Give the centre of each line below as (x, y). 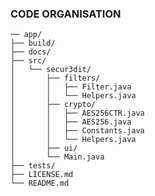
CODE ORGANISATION (66, 14)
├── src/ (28, 61)
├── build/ (33, 43)
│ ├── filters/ (55, 78)
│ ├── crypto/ (53, 105)
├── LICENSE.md (42, 175)
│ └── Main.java (57, 157)
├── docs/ (31, 52)
